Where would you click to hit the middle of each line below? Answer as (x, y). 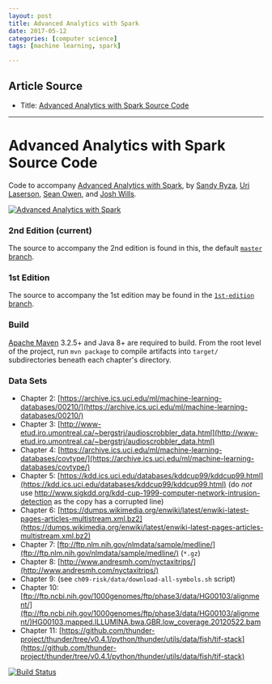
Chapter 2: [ (40, 398)
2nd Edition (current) (50, 230)
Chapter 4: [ (40, 450)
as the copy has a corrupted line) (109, 502)
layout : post (30, 16)
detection (36, 502)
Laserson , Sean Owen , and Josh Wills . (72, 193)
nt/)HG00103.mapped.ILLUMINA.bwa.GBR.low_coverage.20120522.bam (140, 622)
